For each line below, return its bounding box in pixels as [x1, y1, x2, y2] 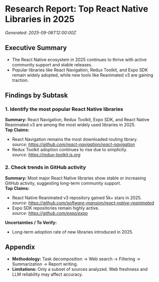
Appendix [5, 243, 35, 251]
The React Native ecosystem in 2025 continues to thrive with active [12, 57, 147, 63]
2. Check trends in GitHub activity [5, 164, 86, 171]
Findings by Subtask [5, 91, 68, 100]
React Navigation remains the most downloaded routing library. [12, 137, 138, 142]
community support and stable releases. [12, 62, 93, 67]
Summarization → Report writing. [12, 261, 78, 267]
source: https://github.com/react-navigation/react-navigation [12, 141, 135, 147]
